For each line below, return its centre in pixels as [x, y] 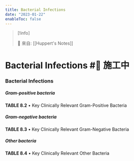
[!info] [23, 33]
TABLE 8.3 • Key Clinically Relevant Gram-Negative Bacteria [67, 129]
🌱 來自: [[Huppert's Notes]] [45, 43]
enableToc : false [23, 19]
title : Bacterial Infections [35, 10]
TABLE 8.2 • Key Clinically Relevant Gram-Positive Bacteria [66, 105]
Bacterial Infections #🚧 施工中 [67, 65]
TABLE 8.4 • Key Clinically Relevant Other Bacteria [57, 153]
